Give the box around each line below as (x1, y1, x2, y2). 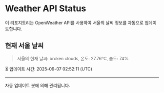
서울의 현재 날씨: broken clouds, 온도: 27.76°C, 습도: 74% (17, 55, 129, 61)
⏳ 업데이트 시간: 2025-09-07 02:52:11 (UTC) (5, 66, 93, 71)
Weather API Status (5, 3, 86, 14)
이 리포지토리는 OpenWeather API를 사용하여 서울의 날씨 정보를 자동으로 (5, 20, 144, 25)
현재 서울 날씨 (5, 42, 44, 50)
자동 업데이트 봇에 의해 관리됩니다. (5, 82, 70, 88)
